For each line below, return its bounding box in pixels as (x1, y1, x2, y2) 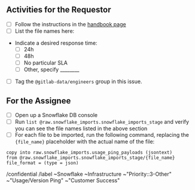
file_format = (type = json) (6, 160, 79, 166)
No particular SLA (23, 59, 68, 66)
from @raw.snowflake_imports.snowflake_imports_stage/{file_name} (6, 155, 175, 161)
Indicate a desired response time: (14, 39, 97, 47)
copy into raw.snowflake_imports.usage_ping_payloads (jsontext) (6, 149, 172, 156)
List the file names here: (14, 27, 75, 35)
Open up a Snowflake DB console (14, 112, 97, 119)
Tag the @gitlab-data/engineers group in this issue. (14, 78, 142, 85)
